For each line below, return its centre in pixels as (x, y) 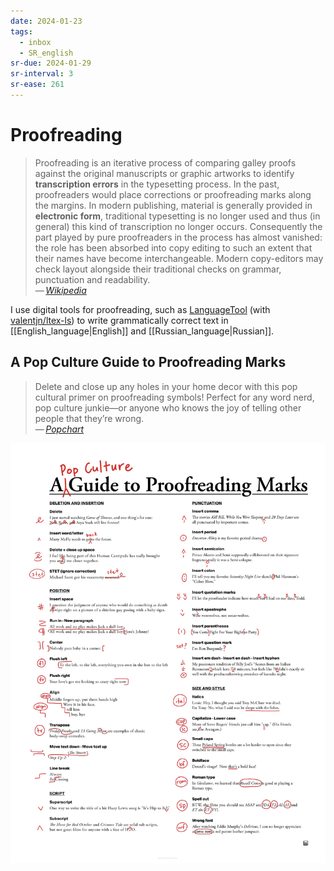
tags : (21, 31)
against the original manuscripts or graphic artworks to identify (164, 173)
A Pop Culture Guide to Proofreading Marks (148, 362)
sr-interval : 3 (42, 74)
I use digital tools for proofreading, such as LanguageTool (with (140, 309)
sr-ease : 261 (37, 85)
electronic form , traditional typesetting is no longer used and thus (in (177, 216)
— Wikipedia (60, 290)
